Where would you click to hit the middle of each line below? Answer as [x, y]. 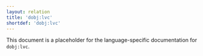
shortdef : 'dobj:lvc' [34, 23]
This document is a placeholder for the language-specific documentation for [102, 40]
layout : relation [28, 12]
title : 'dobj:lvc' [29, 17]
